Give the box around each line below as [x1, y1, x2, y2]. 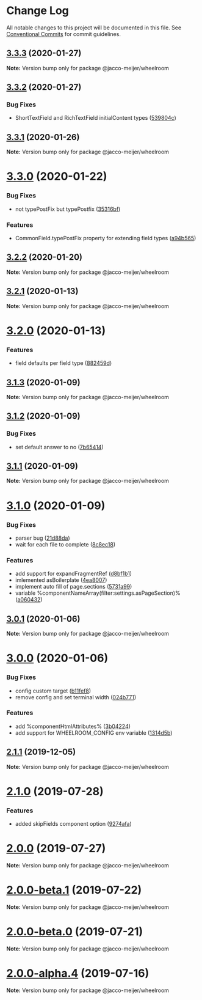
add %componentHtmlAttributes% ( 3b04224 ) [15, 722, 131, 730]
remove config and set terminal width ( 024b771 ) [15, 693, 136, 700]
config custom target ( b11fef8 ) [15, 687, 92, 694]
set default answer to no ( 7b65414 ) [15, 443, 104, 450]
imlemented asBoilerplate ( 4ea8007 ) [15, 576, 107, 584]
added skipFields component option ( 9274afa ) [15, 820, 132, 828]
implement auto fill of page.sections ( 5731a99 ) [15, 583, 132, 590]
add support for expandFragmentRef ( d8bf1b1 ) [15, 570, 132, 578]
